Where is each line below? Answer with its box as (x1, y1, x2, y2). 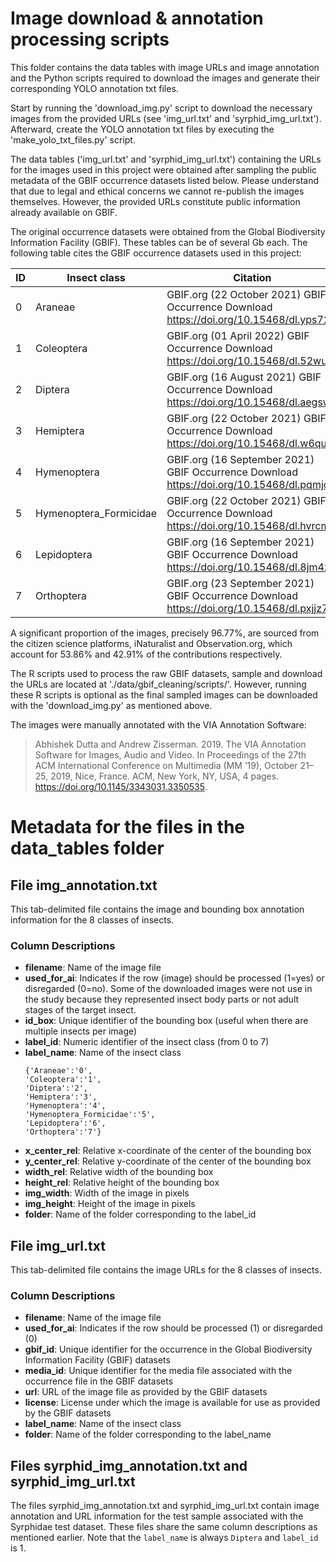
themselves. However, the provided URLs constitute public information (10, 195, 301, 207)
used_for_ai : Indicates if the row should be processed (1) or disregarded (24, 1322, 323, 1334)
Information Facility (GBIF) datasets (24, 1354, 171, 1366)
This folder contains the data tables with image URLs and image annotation (10, 61, 320, 73)
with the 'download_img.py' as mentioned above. (10, 699, 213, 711)
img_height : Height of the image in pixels (24, 1198, 196, 1210)
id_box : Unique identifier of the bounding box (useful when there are (24, 1015, 309, 1027)
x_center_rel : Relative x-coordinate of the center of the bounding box (24, 1145, 312, 1157)
